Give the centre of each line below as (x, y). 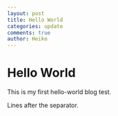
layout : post (26, 13)
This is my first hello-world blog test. (59, 92)
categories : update (35, 26)
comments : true (29, 33)
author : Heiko (28, 39)
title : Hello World (35, 20)
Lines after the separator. (43, 105)
